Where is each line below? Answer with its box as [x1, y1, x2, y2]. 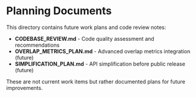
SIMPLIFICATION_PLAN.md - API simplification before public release [14, 60, 186, 67]
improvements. [6, 84, 43, 91]
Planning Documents [6, 4, 112, 18]
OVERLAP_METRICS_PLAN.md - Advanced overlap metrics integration [14, 47, 191, 54]
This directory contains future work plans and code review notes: [6, 24, 166, 31]
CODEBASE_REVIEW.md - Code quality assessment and [14, 35, 155, 42]
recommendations [14, 41, 60, 48]
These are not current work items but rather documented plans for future [6, 78, 186, 85]
